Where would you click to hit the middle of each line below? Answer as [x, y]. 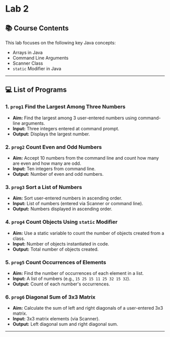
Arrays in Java [28, 53]
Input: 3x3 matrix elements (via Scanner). [56, 319]
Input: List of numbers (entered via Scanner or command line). [78, 204]
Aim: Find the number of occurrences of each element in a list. [78, 273]
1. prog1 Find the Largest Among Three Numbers [65, 107]
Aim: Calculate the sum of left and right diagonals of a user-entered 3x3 [88, 308]
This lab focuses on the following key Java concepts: [60, 43]
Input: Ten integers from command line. [54, 169]
